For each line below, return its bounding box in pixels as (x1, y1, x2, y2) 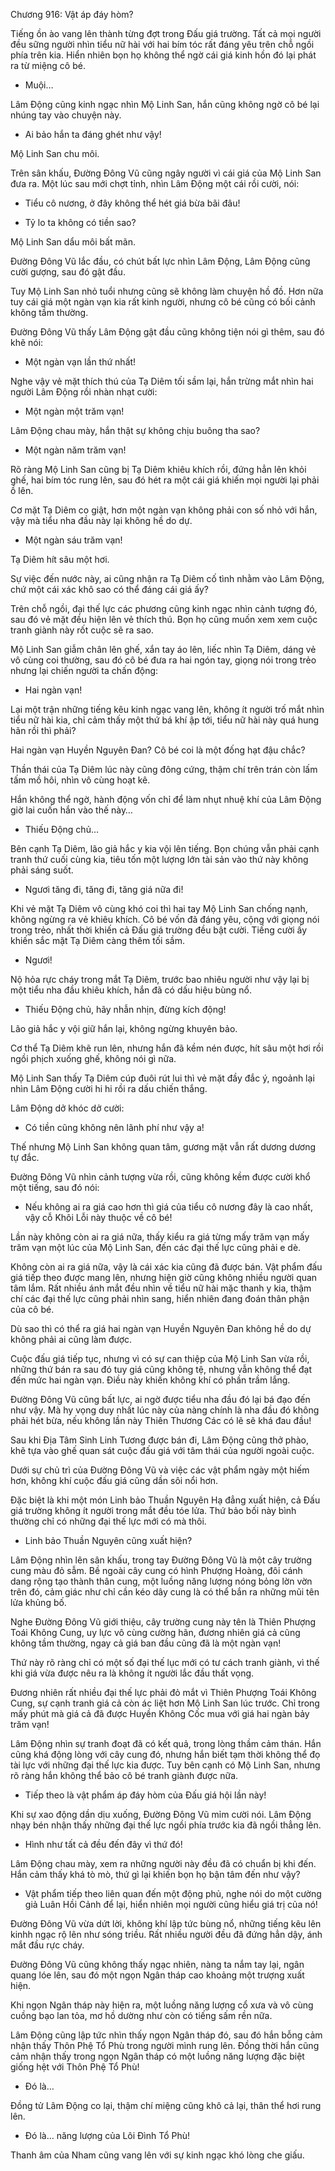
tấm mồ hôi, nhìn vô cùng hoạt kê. (10, 774, 151, 786)
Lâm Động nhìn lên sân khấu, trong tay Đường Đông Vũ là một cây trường (10, 1554, 313, 1566)
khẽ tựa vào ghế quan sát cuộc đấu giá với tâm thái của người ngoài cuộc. (10, 1445, 315, 1456)
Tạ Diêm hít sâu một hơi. (10, 554, 110, 565)
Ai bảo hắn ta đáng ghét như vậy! (24, 129, 162, 140)
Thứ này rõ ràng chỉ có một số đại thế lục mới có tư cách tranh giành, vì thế (10, 1657, 320, 1668)
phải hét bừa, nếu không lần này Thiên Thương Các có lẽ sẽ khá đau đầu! (10, 1415, 312, 1426)
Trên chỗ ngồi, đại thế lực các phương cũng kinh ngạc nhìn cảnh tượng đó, (10, 603, 318, 614)
